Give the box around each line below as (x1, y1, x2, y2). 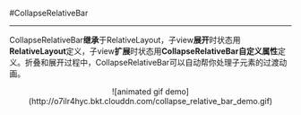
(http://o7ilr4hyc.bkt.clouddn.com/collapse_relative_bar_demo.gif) (28, 96, 273, 106)
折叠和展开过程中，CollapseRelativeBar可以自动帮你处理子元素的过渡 (24, 57, 279, 67)
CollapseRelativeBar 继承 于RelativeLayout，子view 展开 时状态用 (9, 35, 241, 45)
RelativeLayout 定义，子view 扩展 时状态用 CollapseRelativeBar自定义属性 (9, 46, 279, 57)
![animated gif (111, 86, 164, 97)
